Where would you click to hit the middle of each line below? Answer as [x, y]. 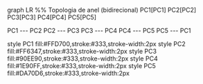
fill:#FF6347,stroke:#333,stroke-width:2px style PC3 [82, 51]
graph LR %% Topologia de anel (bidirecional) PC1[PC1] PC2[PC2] [102, 10]
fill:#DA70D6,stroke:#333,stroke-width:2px [69, 73]
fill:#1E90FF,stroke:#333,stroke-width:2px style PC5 [81, 66]
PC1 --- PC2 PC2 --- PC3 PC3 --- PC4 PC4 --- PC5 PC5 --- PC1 [99, 31]
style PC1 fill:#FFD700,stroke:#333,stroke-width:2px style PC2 [96, 44]
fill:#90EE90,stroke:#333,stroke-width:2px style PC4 [82, 59]
